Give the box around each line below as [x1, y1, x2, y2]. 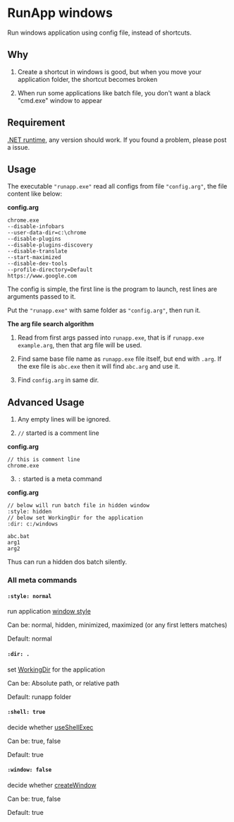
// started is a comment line [17, 429, 100, 437]
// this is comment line [7, 456, 80, 463]
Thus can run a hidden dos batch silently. [7, 558, 128, 566]
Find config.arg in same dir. [17, 376, 99, 384]
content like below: [7, 189, 63, 198]
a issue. [7, 143, 30, 151]
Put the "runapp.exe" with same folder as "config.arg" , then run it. [7, 306, 201, 315]
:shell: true [7, 708, 46, 716]
